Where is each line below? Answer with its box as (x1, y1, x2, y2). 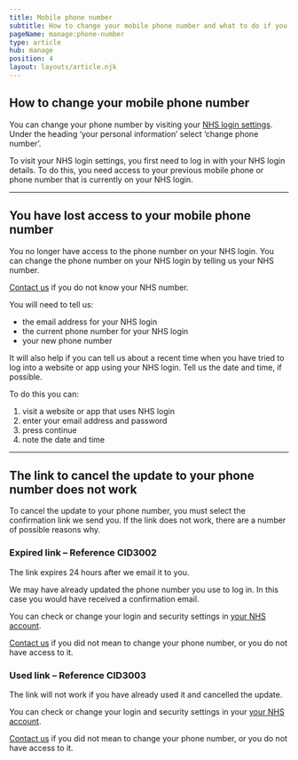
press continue (21, 424, 77, 436)
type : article (9, 37, 62, 47)
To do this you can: (9, 388, 80, 399)
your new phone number (21, 335, 113, 346)
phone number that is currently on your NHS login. (9, 174, 193, 185)
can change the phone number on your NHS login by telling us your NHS (9, 255, 275, 266)
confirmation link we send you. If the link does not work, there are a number (9, 515, 286, 525)
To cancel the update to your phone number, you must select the (9, 506, 246, 516)
